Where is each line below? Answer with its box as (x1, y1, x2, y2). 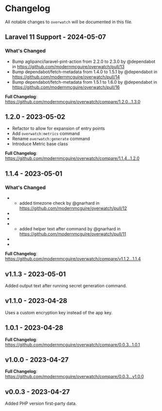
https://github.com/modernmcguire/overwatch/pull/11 (19, 231, 126, 237)
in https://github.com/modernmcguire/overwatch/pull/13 (12, 63, 125, 69)
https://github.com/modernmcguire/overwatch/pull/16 (12, 84, 120, 90)
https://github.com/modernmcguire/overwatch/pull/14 (12, 74, 120, 80)
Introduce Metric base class (12, 141, 68, 147)
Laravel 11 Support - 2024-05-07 (5, 33, 106, 41)
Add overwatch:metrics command (12, 131, 80, 137)
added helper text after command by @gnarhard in (19, 226, 121, 232)
